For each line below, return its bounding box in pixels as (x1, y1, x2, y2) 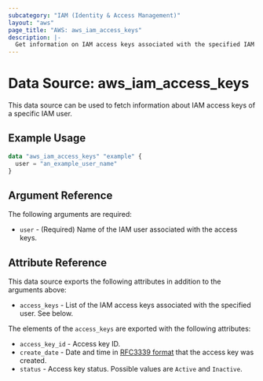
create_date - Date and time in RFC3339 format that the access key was (19, 347, 254, 357)
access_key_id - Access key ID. (19, 339, 121, 349)
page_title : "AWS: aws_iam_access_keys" (8, 26, 143, 34)
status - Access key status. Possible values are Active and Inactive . (19, 365, 243, 374)
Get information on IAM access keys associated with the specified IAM (15, 41, 255, 49)
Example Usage (8, 131, 86, 145)
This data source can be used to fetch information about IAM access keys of (8, 101, 256, 110)
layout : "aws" (8, 19, 55, 27)
